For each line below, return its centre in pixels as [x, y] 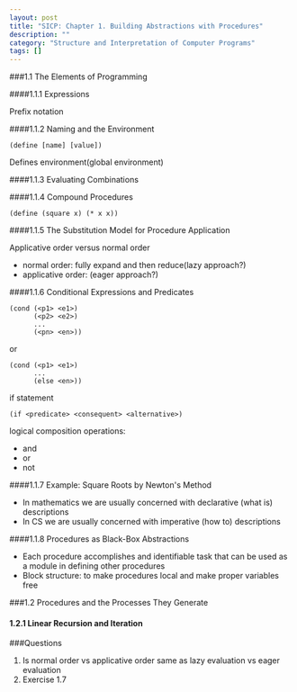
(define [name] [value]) [56, 146]
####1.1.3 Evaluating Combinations [74, 180]
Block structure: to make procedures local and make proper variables [150, 576]
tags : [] [26, 51]
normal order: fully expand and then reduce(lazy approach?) [134, 265]
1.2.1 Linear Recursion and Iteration [76, 623]
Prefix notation [37, 112]
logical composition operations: [67, 431]
